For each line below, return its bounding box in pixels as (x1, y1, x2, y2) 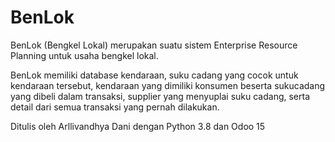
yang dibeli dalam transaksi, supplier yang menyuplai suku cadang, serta (10, 90, 311, 102)
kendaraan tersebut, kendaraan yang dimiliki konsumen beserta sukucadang (10, 79, 326, 91)
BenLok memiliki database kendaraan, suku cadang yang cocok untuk (10, 69, 299, 81)
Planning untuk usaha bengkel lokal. (10, 49, 159, 61)
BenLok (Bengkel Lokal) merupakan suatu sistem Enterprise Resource (10, 39, 298, 51)
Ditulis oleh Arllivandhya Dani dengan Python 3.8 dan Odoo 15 (10, 120, 266, 132)
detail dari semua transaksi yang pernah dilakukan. (10, 101, 220, 113)
